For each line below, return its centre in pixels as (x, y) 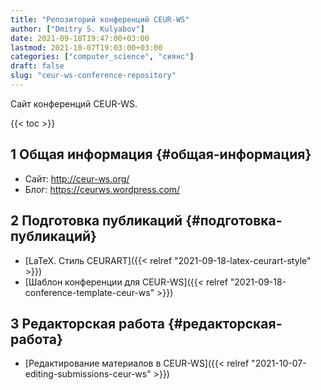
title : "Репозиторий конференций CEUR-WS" (100, 19)
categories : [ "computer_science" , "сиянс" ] (102, 57)
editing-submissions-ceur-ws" (88, 374)
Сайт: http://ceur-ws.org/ (77, 178)
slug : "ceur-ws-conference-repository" (93, 76)
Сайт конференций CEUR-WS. (74, 103)
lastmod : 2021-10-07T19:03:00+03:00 (86, 47)
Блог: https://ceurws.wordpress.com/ (102, 189)
